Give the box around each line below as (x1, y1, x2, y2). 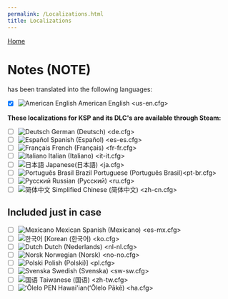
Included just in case (7, 206, 101, 218)
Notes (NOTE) (7, 61, 91, 78)
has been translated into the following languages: (7, 85, 152, 93)
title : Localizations (7, 17, 72, 24)
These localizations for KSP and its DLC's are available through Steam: (7, 113, 222, 122)
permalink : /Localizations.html (7, 10, 104, 18)
